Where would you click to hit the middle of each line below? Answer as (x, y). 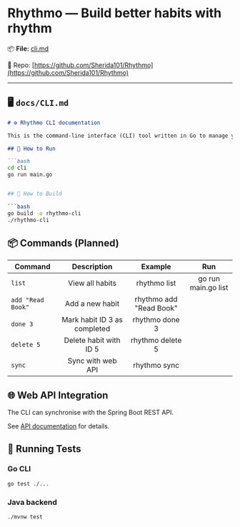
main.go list (209, 288)
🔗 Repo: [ (21, 65)
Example (156, 267)
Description (92, 267)
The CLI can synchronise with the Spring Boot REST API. (90, 413)
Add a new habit (92, 303)
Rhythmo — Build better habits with (115, 13)
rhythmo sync (156, 366)
